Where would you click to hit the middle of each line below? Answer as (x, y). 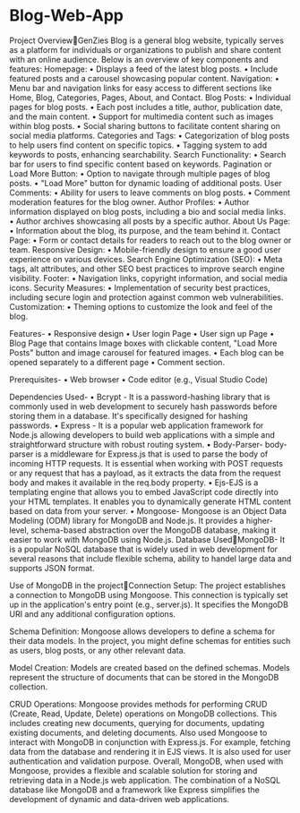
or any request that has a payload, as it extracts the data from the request (145, 473)
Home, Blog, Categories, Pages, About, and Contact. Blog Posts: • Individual (150, 97)
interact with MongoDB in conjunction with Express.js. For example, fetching (150, 742)
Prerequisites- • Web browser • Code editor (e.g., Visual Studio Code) (139, 379)
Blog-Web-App (66, 16)
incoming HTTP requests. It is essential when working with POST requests (146, 463)
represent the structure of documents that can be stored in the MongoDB (144, 677)
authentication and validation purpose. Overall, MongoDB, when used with (146, 761)
